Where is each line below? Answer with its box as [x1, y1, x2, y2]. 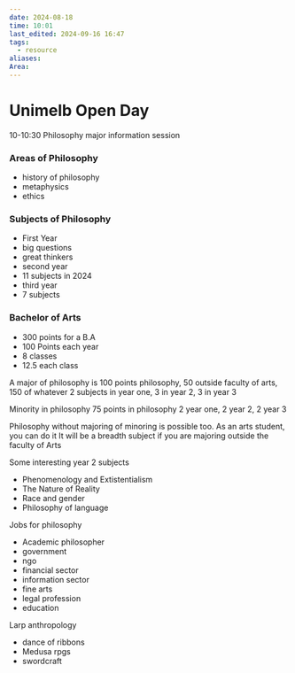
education [21, 602, 59, 613]
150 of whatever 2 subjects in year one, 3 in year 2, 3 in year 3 [9, 386, 237, 397]
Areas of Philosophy [9, 151, 99, 164]
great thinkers [21, 251, 74, 262]
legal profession [21, 592, 82, 603]
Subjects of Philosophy [9, 213, 112, 226]
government [21, 545, 67, 556]
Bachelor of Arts [9, 312, 82, 324]
